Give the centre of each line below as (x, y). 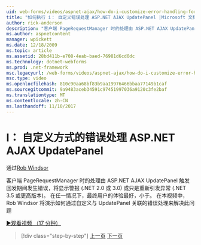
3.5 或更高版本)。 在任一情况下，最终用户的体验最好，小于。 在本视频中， (97, 195)
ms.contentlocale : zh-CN (37, 100)
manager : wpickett (29, 39)
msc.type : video (26, 78)
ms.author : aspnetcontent (38, 34)
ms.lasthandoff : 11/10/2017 (41, 106)
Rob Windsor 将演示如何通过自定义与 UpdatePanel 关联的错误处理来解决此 (98, 203)
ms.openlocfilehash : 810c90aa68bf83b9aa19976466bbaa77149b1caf (87, 84)
